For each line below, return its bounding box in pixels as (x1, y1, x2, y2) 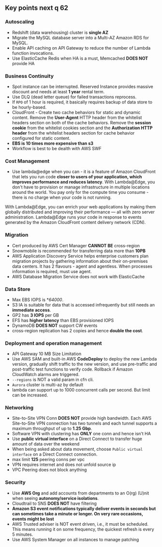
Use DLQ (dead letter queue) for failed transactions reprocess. (12, 94, 137, 100)
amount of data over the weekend (12, 441, 80, 447)
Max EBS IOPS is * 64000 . (12, 296, 64, 303)
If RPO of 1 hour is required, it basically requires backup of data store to (12, 99, 152, 105)
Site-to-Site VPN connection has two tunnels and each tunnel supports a (12, 420, 157, 427)
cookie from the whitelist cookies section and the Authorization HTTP (12, 125, 153, 131)
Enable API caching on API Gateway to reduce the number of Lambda (12, 45, 151, 51)
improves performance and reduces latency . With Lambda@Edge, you (12, 179, 155, 185)
